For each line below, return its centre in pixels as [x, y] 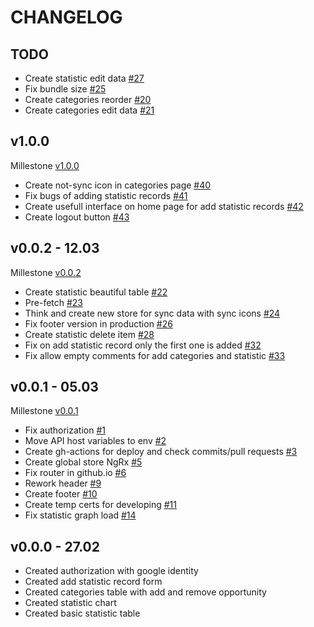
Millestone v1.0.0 [45, 165]
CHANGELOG [66, 17]
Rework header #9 [63, 483]
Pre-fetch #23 [54, 302]
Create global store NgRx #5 [83, 462]
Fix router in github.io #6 [75, 473]
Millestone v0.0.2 [46, 272]
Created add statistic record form [93, 582]
